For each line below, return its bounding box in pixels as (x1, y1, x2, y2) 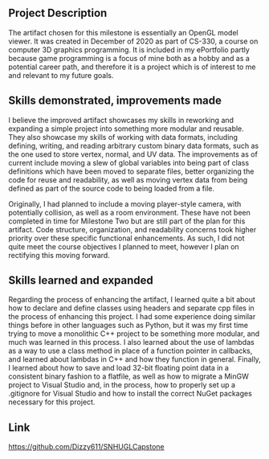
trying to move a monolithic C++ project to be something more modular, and (8, 329, 260, 338)
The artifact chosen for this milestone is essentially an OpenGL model (8, 27, 238, 37)
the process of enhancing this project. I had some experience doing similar (8, 312, 256, 322)
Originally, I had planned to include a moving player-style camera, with (8, 199, 242, 208)
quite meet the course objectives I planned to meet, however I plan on (8, 241, 239, 252)
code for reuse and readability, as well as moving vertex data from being (8, 174, 248, 184)
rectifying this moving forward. (8, 250, 110, 260)
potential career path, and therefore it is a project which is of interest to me (8, 62, 256, 72)
